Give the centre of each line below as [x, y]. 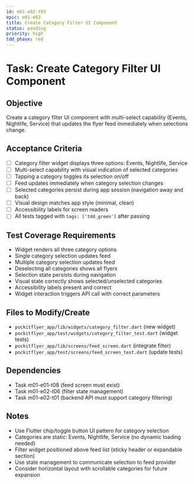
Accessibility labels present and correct [63, 287]
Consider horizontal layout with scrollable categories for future [91, 468]
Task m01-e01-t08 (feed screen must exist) [67, 385]
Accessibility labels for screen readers [61, 210]
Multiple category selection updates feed [65, 262]
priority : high [25, 34]
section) [25, 455]
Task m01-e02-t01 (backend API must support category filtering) [93, 397]
